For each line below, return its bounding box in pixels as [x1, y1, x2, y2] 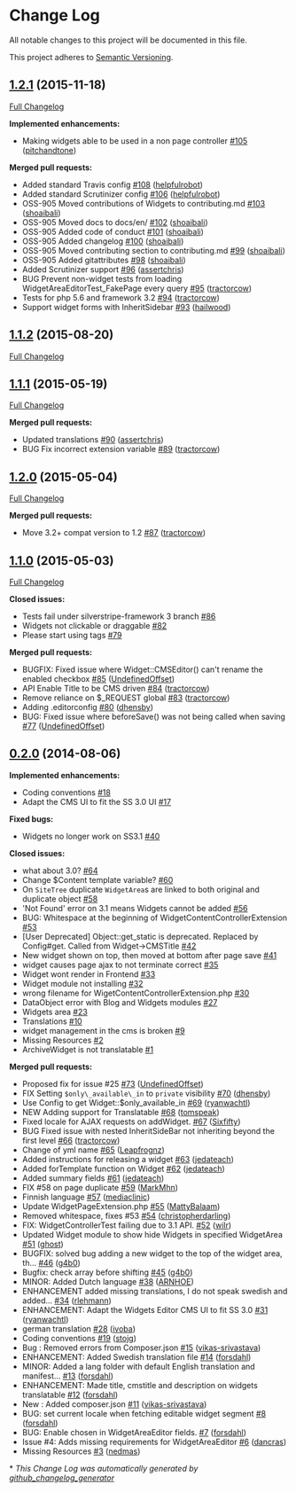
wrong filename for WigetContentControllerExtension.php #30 [21, 988, 250, 998]
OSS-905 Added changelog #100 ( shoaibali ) [21, 236, 184, 246]
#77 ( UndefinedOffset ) [21, 721, 105, 731]
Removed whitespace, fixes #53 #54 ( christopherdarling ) [21, 1210, 231, 1221]
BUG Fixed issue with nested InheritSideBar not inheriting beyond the [21, 1125, 275, 1136]
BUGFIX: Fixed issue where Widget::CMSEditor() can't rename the [21, 664, 263, 675]
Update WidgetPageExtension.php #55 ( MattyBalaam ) [21, 1200, 221, 1211]
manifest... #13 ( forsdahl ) [21, 1371, 113, 1381]
